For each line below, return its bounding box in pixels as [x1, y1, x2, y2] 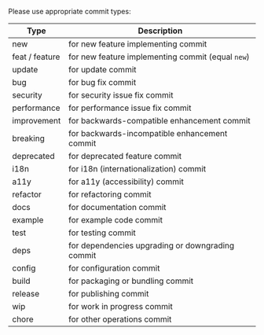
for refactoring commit [68, 189, 152, 200]
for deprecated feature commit [68, 151, 182, 161]
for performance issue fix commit [68, 102, 192, 113]
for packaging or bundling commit [68, 275, 194, 286]
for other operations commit [68, 314, 172, 325]
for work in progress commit [68, 301, 173, 311]
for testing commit [68, 227, 136, 238]
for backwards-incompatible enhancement [68, 128, 228, 138]
